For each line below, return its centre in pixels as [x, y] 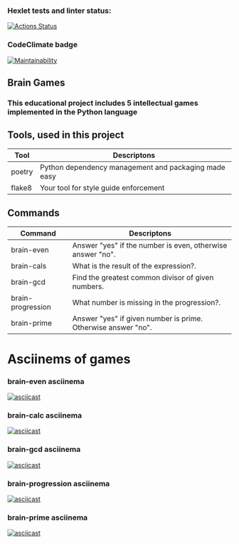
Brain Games [36, 82]
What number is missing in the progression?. [147, 302]
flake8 [21, 188]
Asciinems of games [69, 359]
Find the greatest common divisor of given [143, 277]
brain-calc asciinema [45, 415]
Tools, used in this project [66, 135]
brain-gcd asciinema [44, 450]
